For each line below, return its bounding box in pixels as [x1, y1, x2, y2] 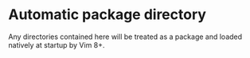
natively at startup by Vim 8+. [8, 40, 105, 49]
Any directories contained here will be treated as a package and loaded [8, 32, 243, 41]
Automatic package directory [8, 6, 207, 24]
